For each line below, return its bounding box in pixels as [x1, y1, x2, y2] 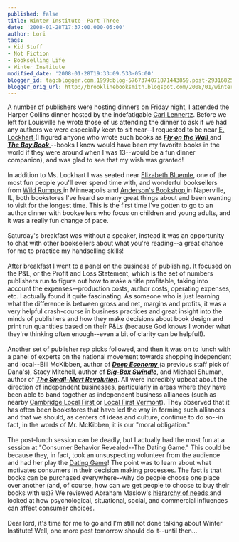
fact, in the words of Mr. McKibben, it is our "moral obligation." [7, 421, 191, 429]
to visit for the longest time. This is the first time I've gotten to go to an [7, 201, 213, 210]
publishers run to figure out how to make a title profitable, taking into [7, 277, 208, 286]
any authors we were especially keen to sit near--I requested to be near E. [7, 125, 225, 134]
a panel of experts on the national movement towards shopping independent [7, 353, 232, 361]
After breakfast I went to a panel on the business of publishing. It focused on [7, 261, 232, 271]
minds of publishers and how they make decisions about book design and [7, 315, 224, 323]
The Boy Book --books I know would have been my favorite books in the [7, 140, 221, 150]
